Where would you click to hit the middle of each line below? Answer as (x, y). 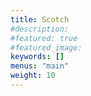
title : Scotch (40, 19)
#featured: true (44, 38)
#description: (40, 29)
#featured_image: (46, 47)
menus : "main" (40, 66)
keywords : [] (37, 57)
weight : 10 (33, 76)
